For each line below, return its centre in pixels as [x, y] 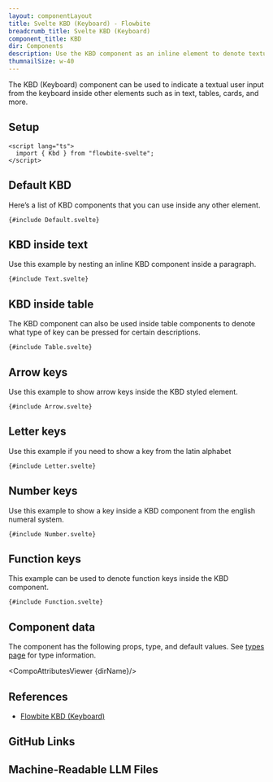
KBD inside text [48, 245]
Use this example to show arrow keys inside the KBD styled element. [123, 391]
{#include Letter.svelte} [52, 466]
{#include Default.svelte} [54, 220]
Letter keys [37, 432]
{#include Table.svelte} [50, 347]
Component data [52, 627]
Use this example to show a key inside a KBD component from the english [132, 510]
